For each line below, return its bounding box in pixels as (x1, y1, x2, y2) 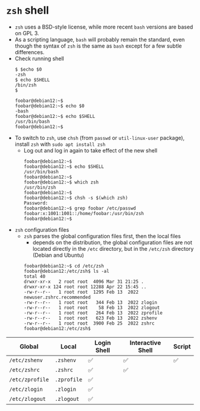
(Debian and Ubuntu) (32, 251, 85, 259)
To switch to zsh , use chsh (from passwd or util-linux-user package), (14, 134, 185, 141)
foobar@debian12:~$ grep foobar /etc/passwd (23, 205, 136, 211)
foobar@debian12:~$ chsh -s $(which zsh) (23, 195, 128, 201)
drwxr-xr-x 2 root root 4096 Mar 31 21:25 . (23, 278, 144, 285)
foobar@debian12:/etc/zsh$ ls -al (23, 268, 110, 274)
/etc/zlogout (9, 396, 46, 402)
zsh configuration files (14, 226, 70, 233)
